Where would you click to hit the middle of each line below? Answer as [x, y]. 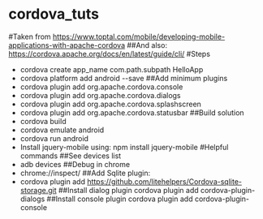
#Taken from [30, 36]
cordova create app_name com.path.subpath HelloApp [112, 69]
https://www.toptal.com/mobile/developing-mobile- [139, 36]
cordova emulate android [62, 130]
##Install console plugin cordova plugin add [120, 199]
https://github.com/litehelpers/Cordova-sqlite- [164, 181]
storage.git [38, 190]
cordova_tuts [54, 14]
